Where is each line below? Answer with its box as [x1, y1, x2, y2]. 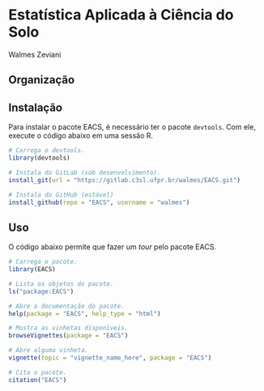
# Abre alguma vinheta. [8, 346, 89, 355]
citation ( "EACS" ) [8, 376, 67, 384]
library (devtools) [8, 154, 70, 163]
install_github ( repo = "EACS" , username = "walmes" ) [8, 198, 190, 206]
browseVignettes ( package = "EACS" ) [8, 332, 129, 340]
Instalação [8, 100, 63, 114]
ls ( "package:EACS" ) [8, 287, 75, 295]
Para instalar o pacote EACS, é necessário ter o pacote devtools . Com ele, [8, 122, 257, 132]
